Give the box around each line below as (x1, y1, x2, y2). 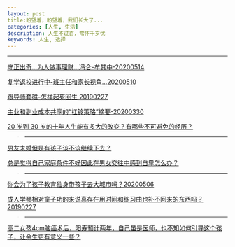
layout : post (7, 10, 45, 17)
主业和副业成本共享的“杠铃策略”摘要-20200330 (7, 108, 144, 116)
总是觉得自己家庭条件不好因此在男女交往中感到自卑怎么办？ (7, 159, 179, 167)
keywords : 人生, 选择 (7, 36, 66, 43)
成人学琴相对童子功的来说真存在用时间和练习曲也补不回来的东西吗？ (7, 195, 204, 204)
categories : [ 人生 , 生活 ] (7, 23, 79, 30)
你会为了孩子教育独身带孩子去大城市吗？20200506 (7, 180, 155, 189)
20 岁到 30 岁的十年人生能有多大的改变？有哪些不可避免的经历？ (7, 122, 194, 131)
